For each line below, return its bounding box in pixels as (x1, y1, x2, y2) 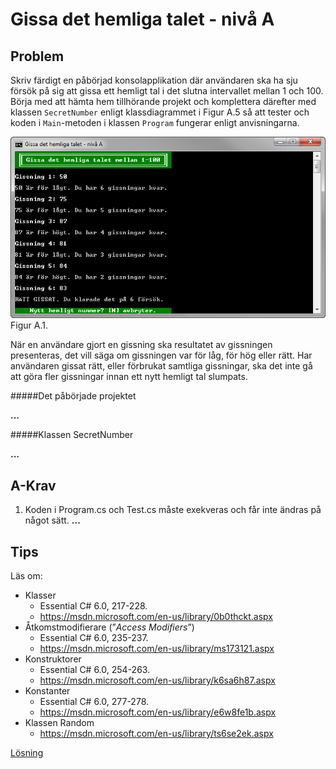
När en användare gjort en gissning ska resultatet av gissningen (10, 339, 273, 351)
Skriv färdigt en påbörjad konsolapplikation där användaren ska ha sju (10, 74, 298, 86)
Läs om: (10, 569, 43, 582)
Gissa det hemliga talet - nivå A (10, 8, 275, 31)
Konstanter (24, 684, 71, 697)
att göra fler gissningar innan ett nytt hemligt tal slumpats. (10, 371, 248, 383)
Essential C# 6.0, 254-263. (39, 663, 151, 675)
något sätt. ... (24, 514, 81, 527)
